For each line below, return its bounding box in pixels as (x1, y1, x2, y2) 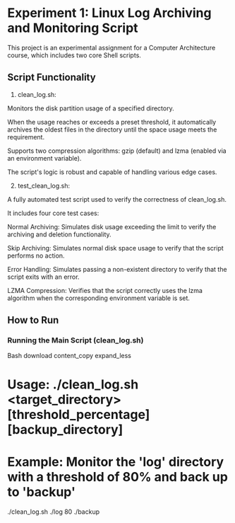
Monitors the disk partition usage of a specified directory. (7, 104, 174, 113)
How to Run (7, 314, 59, 326)
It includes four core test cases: (7, 209, 100, 217)
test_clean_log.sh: (17, 181, 71, 190)
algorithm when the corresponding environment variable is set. (7, 294, 191, 302)
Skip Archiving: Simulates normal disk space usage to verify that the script (7, 243, 224, 252)
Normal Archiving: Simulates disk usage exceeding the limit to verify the (7, 222, 217, 231)
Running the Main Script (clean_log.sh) (7, 335, 144, 345)
